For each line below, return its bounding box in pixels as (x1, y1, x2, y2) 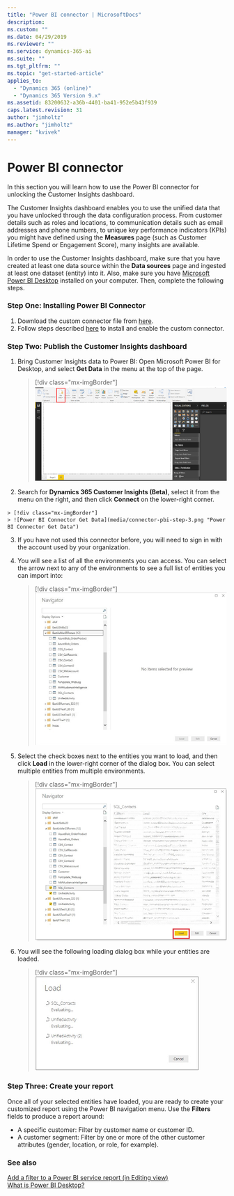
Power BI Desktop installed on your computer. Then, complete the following (7, 276, 224, 285)
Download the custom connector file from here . (17, 317, 154, 325)
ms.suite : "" (7, 56, 45, 63)
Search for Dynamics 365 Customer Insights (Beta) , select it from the (17, 488, 220, 496)
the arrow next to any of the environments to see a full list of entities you (17, 564, 226, 572)
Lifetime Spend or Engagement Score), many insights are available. (7, 240, 200, 249)
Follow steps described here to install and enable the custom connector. (17, 324, 224, 332)
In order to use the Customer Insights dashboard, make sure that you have (7, 254, 221, 262)
